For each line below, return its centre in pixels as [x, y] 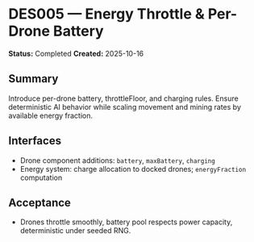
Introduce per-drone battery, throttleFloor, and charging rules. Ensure [124, 98]
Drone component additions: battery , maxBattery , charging [117, 160]
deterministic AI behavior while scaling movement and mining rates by [125, 106]
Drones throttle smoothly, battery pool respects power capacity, [126, 222]
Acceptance [40, 202]
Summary [33, 79]
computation [41, 177]
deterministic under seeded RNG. [75, 231]
